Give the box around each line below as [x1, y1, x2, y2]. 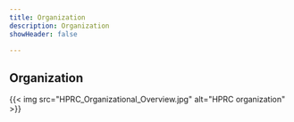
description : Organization [9, 21, 110, 30]
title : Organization [9, 12, 87, 22]
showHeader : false [9, 29, 78, 38]
